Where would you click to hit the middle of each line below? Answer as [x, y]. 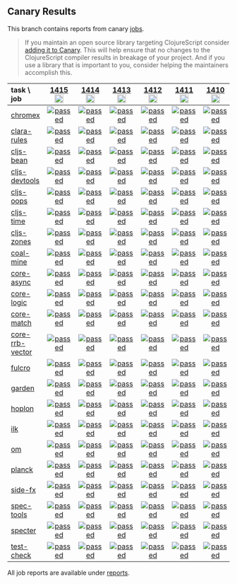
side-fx [24, 489]
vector [22, 351]
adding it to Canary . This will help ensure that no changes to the [117, 49]
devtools [25, 180]
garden [23, 388]
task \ [20, 90]
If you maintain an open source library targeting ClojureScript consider [127, 42]
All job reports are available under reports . [69, 573]
